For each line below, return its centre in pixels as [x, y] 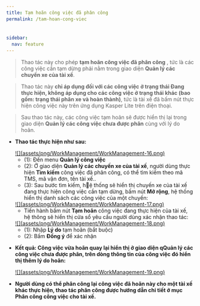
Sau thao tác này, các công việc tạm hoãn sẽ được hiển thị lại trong [104, 117]
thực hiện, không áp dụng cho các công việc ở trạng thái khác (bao [105, 93]
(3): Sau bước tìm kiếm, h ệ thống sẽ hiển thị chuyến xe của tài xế [105, 185]
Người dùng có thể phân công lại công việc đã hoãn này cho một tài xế [104, 284]
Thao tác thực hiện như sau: [51, 142]
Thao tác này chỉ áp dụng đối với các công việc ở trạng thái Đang [102, 86]
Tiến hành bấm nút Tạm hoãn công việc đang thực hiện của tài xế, [106, 211]
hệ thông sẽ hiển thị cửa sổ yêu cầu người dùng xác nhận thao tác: [106, 217]
